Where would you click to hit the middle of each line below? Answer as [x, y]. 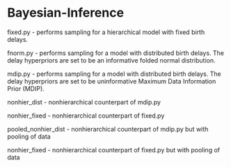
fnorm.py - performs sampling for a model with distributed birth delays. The [116, 53]
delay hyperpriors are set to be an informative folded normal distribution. [111, 60]
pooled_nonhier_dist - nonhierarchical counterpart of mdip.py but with [108, 129]
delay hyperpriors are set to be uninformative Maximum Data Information [112, 81]
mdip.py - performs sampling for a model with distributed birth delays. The [114, 74]
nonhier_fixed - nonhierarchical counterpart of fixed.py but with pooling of [114, 150]
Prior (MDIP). [26, 88]
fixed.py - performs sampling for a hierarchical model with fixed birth [106, 32]
